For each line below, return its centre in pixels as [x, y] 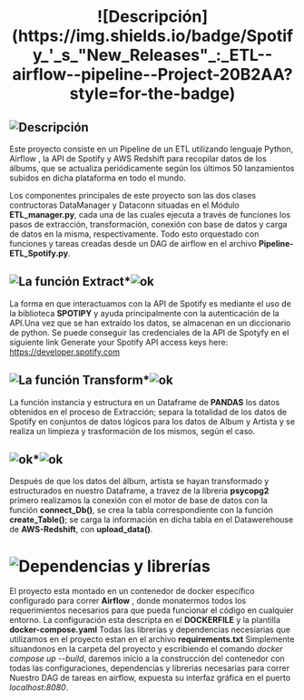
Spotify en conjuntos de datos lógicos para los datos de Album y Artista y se [152, 421]
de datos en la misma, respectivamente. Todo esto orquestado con [134, 234]
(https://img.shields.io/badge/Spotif [152, 36]
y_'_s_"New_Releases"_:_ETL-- [152, 55]
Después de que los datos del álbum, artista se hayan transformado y [139, 481]
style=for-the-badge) [152, 94]
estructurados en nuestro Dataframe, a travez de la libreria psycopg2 [139, 491]
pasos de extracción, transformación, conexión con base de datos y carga [148, 224]
